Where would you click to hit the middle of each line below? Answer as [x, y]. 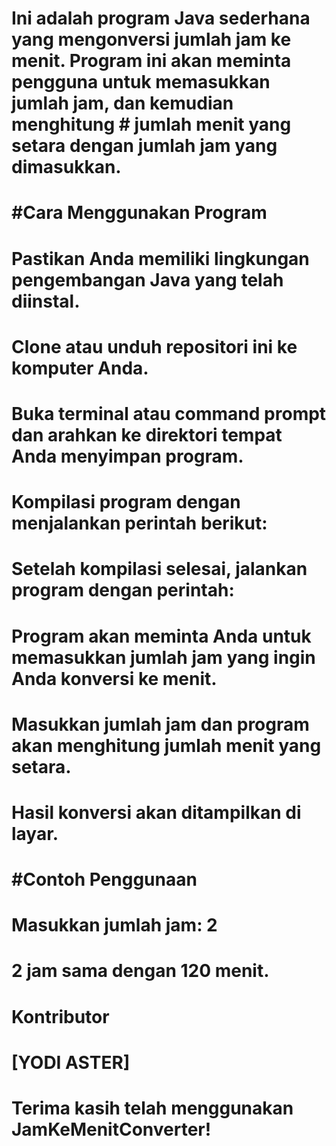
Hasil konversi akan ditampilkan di [156, 812]
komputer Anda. [80, 368]
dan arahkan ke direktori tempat [147, 434]
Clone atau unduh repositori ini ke [154, 346]
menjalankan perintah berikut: [139, 523]
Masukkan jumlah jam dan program [160, 724]
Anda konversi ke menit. [114, 678]
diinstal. [46, 301]
